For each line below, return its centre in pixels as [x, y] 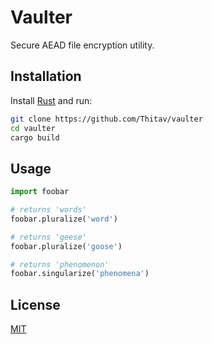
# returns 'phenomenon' [60, 264]
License [35, 304]
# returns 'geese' [48, 237]
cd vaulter [33, 128]
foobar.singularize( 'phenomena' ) [80, 274]
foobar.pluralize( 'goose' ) [66, 246]
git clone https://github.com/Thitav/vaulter [106, 119]
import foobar [40, 192]
